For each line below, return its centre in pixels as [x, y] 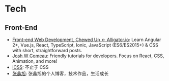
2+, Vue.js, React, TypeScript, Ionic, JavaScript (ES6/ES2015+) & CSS [85, 45]
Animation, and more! [35, 61]
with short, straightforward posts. [47, 50]
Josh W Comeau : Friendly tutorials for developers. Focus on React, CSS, [88, 56]
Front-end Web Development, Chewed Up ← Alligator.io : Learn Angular [87, 39]
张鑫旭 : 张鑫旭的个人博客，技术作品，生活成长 [60, 73]
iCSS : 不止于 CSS [30, 67]
